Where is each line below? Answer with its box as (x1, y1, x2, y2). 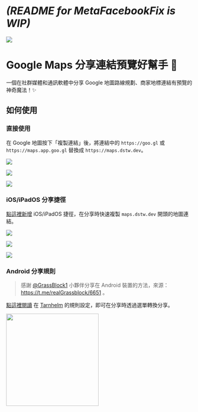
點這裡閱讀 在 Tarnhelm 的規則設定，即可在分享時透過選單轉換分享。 (6, 302, 173, 309)
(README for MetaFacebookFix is (6, 4, 176, 18)
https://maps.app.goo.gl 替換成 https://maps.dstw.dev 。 (6, 146, 147, 153)
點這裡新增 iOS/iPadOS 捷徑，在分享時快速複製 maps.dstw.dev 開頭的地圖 (6, 210, 184, 217)
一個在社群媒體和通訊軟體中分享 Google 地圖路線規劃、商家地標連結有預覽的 (6, 79, 193, 86)
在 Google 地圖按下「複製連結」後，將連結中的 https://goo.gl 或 (6, 139, 165, 146)
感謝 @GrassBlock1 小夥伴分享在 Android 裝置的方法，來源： (20, 282, 169, 289)
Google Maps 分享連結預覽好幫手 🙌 (6, 58, 178, 72)
